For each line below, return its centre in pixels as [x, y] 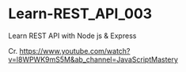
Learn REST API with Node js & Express [72, 36]
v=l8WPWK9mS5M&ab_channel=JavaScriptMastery [93, 59]
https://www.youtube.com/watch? [75, 51]
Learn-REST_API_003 [80, 14]
